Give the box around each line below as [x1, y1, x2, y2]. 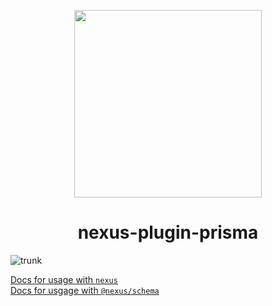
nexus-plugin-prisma [77, 221, 259, 244]
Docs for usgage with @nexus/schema [10, 284, 160, 296]
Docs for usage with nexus [10, 273, 118, 285]
